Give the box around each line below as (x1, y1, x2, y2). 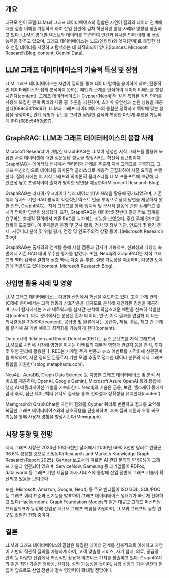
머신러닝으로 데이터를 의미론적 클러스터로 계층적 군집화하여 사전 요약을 (14, 167, 153, 173)
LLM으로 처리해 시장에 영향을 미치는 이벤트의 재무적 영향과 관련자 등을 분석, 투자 (5, 342, 163, 348)
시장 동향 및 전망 (5, 430, 53, 439)
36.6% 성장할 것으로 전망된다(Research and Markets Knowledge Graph (5, 451, 150, 457)
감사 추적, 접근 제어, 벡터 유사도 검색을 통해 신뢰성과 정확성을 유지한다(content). (5, 391, 162, 397)
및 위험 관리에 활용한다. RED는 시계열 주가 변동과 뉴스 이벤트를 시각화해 (5, 348, 145, 354)
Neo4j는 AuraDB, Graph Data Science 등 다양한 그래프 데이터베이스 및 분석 (5, 372, 155, 378)
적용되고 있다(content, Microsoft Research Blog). (14, 263, 114, 269)
